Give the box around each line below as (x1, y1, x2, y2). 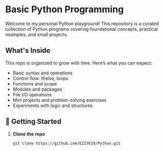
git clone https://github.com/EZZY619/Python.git (12, 141, 121, 146)
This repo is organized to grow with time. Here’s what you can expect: (5, 60, 152, 66)
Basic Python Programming (5, 4, 124, 15)
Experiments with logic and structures (12, 102, 93, 109)
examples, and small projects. (5, 31, 68, 37)
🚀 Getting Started (5, 117, 62, 126)
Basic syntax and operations (12, 70, 73, 76)
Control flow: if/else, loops (12, 75, 68, 81)
